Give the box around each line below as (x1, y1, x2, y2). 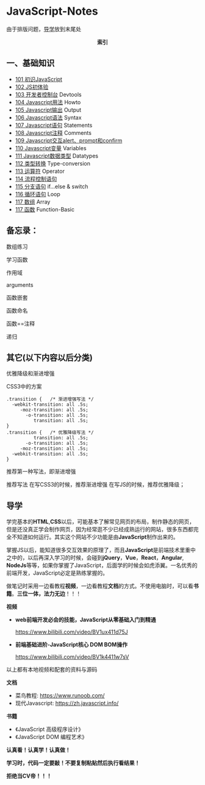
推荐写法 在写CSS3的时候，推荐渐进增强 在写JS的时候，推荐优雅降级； (6, 481, 185, 488)
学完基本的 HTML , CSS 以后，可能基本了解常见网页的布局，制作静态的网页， (6, 518, 195, 525)
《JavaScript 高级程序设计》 (15, 726, 84, 733)
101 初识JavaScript (15, 75, 63, 83)
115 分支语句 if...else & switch (15, 183, 88, 190)
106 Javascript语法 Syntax (15, 113, 82, 121)
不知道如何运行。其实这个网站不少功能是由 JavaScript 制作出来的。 (11, 533, 179, 540)
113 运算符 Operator (15, 167, 65, 175)
